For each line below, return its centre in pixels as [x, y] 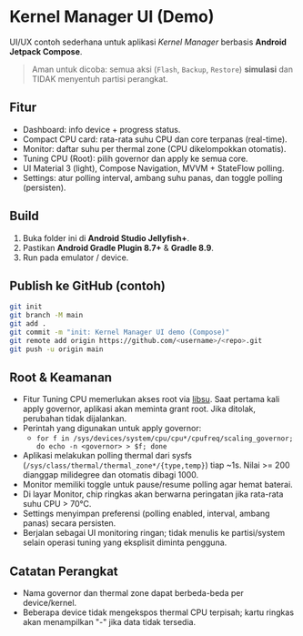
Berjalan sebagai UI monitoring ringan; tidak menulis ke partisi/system [153, 533]
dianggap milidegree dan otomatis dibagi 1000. [111, 475]
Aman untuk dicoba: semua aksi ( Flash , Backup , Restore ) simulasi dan [162, 69]
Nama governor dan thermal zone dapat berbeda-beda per [133, 593]
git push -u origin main [56, 349]
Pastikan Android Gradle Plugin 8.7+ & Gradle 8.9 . [118, 247]
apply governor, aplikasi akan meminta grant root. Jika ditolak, [139, 409]
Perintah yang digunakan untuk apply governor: [112, 429]
